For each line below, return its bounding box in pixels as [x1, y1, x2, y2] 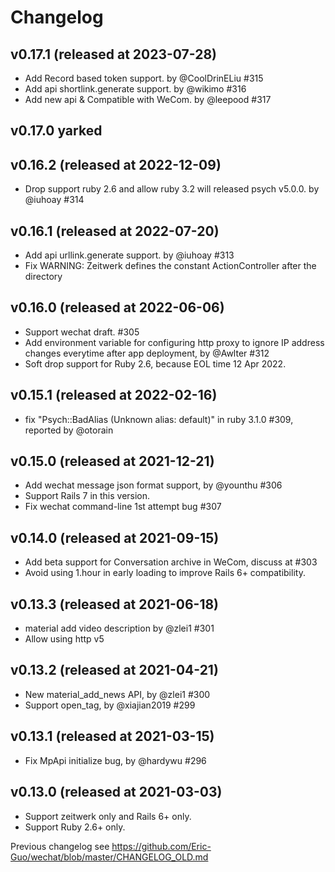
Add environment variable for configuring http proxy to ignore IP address [24, 336, 325, 348]
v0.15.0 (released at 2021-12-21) [10, 453, 215, 470]
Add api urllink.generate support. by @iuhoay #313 [24, 249, 235, 261]
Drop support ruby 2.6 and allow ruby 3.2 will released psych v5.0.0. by [24, 183, 320, 195]
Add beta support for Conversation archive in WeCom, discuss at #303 [24, 556, 318, 568]
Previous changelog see [10, 840, 110, 852]
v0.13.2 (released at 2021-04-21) [10, 662, 219, 679]
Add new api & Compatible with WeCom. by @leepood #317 [24, 94, 272, 105]
